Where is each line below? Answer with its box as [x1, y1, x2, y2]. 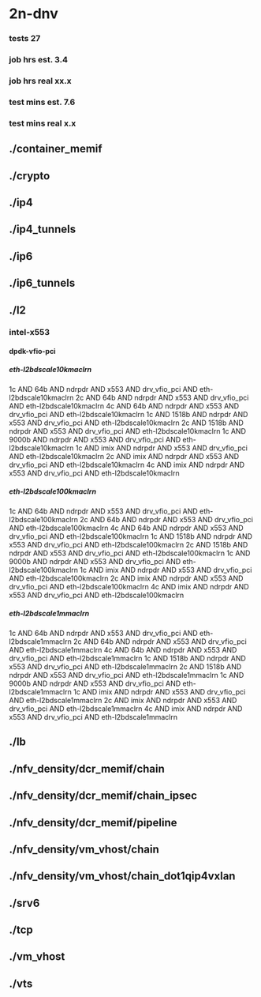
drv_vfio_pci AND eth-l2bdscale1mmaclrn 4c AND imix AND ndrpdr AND [9, 704, 243, 713]
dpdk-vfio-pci [9, 347, 56, 356]
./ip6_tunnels [9, 277, 76, 290]
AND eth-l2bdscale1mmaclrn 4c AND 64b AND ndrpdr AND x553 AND [9, 645, 237, 654]
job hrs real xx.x [9, 75, 72, 86]
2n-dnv [9, 5, 58, 23]
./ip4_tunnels [9, 223, 76, 236]
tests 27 [9, 33, 41, 44]
